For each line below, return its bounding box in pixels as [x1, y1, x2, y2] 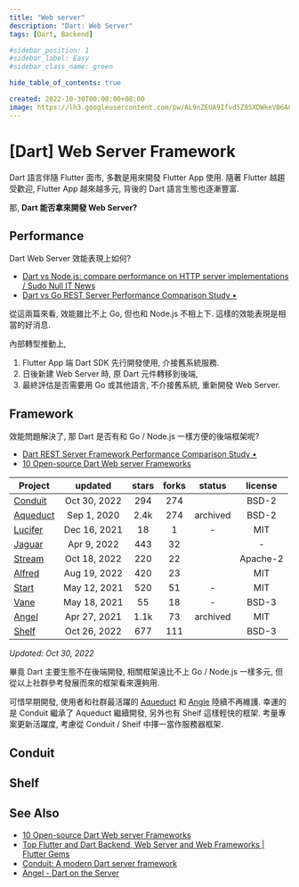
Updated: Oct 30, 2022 [9, 648, 94, 659]
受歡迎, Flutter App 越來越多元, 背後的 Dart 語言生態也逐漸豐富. [9, 183, 239, 194]
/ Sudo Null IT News [21, 280, 96, 291]
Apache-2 [239, 552, 284, 565]
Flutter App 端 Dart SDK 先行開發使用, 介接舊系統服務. [21, 358, 220, 369]
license [246, 479, 278, 492]
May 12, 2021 [63, 582, 124, 594]
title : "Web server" [9, 12, 86, 22]
